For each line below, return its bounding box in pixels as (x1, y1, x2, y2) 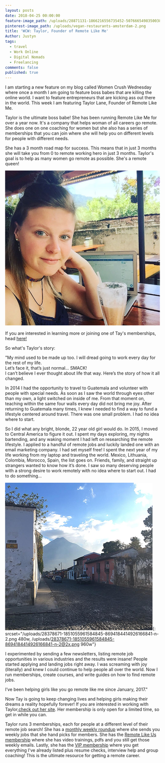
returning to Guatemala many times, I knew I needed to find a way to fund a (5, 406, 158, 412)
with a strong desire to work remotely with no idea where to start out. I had (5, 468, 156, 474)
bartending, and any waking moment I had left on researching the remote (5, 437, 153, 442)
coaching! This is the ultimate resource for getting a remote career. (5, 753, 140, 759)
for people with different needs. (5, 136, 69, 142)
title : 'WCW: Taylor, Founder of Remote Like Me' (5, 29, 109, 34)
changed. (5, 376, 25, 381)
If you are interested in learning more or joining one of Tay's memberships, (5, 330, 156, 336)
